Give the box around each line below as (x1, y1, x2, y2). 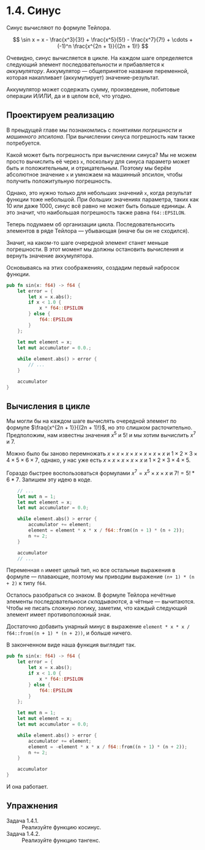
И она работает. (6, 783, 48, 790)
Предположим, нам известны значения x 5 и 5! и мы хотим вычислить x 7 (6, 431, 196, 439)
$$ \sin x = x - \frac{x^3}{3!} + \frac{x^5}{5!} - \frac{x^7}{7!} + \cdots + (12, 36, 193, 43)
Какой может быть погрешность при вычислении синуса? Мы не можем (6, 151, 197, 158)
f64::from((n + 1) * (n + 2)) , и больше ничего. (6, 629, 132, 637)
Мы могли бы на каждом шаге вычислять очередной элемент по (6, 418, 177, 425)
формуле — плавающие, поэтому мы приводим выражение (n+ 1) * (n (6, 573, 195, 580)
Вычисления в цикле (6, 401, 91, 412)
